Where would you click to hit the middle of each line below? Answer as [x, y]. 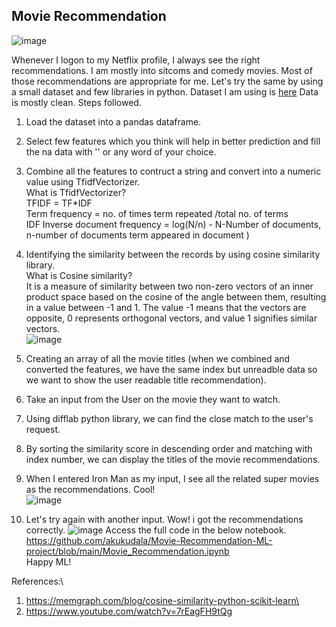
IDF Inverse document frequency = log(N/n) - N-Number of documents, [173, 224]
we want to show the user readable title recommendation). [146, 380]
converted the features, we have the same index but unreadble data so [171, 369]
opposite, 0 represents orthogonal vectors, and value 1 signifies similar [171, 318]
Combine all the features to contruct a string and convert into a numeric [173, 171]
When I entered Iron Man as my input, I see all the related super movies [172, 478]
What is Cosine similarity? [79, 275]
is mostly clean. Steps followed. [76, 102]
